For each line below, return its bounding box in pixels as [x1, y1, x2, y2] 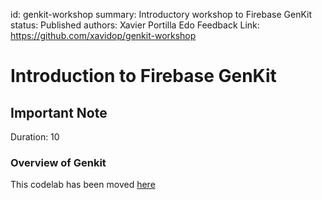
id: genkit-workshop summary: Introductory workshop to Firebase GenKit [10, 9, 313, 20]
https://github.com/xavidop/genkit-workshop [10, 30, 197, 41]
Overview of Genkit [10, 155, 107, 169]
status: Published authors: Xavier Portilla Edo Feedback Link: [10, 19, 260, 31]
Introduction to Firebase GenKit [10, 65, 277, 88]
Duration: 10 [10, 131, 60, 143]
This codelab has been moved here [10, 179, 156, 191]
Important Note [10, 104, 108, 121]
